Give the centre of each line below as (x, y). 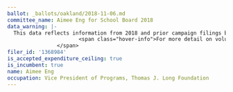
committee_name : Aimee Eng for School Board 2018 (80, 20)
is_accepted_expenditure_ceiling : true (65, 59)
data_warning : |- (32, 26)
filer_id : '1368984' (37, 53)
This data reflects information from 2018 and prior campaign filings (118, 33)
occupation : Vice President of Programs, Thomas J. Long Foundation (108, 78)
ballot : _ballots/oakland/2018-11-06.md (67, 13)
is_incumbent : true (35, 65)
